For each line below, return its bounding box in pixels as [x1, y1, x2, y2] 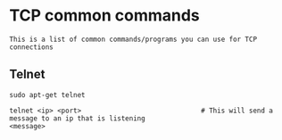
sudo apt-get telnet [9, 90, 87, 99]
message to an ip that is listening [9, 113, 145, 123]
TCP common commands [9, 5, 201, 26]
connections [9, 42, 54, 52]
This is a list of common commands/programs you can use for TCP [9, 35, 257, 44]
